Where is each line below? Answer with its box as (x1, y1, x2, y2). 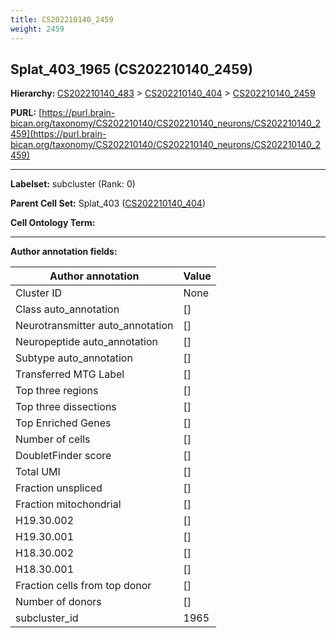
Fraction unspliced (15, 481, 103, 495)
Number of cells (15, 432, 91, 446)
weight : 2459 (10, 24, 65, 34)
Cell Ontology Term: (10, 217, 96, 229)
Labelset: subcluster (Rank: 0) (10, 178, 136, 190)
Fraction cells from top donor (15, 579, 152, 593)
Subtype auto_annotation (15, 351, 133, 365)
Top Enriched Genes (15, 416, 112, 430)
